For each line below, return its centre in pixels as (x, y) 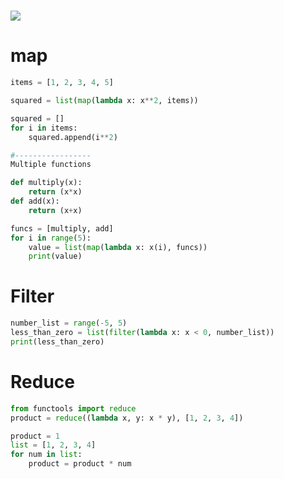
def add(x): (35, 201)
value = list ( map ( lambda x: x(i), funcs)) (118, 247)
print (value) (55, 256)
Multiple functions (51, 165)
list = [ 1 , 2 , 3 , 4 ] (53, 445)
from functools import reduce (73, 408)
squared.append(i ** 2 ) (73, 137)
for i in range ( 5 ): (51, 238)
